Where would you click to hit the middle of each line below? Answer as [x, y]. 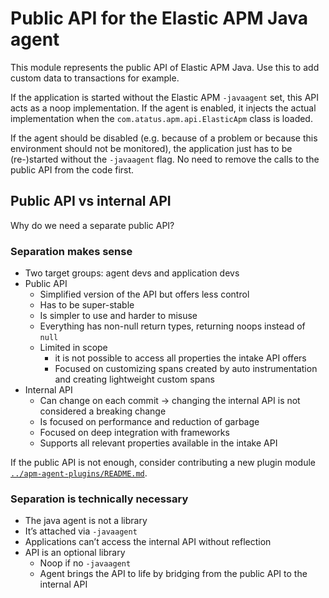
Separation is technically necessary [99, 499]
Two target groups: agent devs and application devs [132, 273]
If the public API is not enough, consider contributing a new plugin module [163, 463]
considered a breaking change [103, 411]
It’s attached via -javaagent [81, 531]
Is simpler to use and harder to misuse [118, 316]
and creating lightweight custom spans [134, 379]
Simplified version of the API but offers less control [144, 294]
